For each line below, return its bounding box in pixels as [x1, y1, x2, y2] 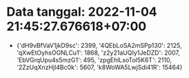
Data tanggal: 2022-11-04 [6, 4, 157, 20]
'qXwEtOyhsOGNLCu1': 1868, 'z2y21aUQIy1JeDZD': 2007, [16, 49, 181, 57]
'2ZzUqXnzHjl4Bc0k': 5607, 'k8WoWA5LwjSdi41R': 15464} [16, 63, 183, 71]
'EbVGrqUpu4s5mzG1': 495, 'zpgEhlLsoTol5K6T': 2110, [16, 55, 172, 64]
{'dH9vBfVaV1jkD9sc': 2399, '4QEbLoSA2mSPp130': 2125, [16, 41, 182, 49]
